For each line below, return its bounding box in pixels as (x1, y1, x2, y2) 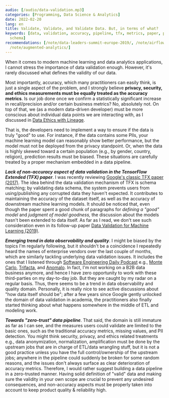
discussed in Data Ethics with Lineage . (5, 117, 86, 123)
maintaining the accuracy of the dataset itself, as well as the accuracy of (5, 195, 155, 202)
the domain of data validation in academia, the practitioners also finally (5, 296, 152, 303)
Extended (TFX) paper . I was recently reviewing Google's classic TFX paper (5, 174, 164, 180)
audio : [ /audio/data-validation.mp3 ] (5, 7, 84, 13)
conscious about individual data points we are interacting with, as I (5, 112, 143, 118)
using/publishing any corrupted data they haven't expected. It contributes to (5, 190, 163, 196)
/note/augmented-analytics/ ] (10, 45, 71, 50)
